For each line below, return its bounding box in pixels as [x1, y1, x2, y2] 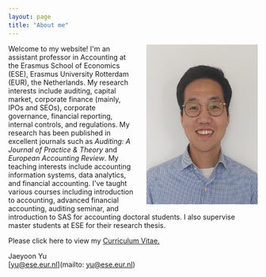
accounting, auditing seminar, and [8, 203, 119, 213]
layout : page [8, 13, 51, 21]
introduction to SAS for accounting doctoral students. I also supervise [8, 212, 236, 222]
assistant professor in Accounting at [8, 52, 127, 62]
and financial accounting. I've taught [8, 178, 127, 188]
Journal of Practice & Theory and [8, 145, 117, 154]
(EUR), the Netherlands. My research [8, 78, 129, 87]
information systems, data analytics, [8, 170, 127, 180]
